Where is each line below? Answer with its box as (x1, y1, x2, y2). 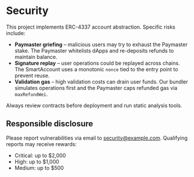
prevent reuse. (14, 72, 50, 79)
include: (6, 29, 26, 36)
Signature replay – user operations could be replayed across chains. (14, 60, 180, 67)
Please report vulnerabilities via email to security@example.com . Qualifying (6, 134, 188, 141)
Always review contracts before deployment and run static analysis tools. (6, 102, 182, 109)
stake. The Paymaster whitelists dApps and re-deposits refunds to (14, 47, 174, 54)
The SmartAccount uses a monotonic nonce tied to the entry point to (14, 65, 178, 72)
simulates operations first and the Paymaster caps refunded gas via (14, 84, 178, 91)
